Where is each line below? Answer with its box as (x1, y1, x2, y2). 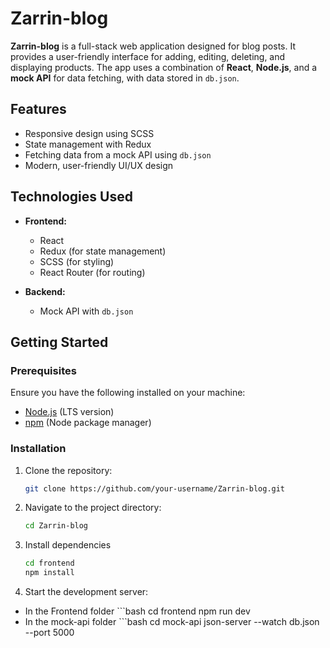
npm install (24, 568, 75, 578)
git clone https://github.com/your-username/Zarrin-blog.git (24, 483, 286, 494)
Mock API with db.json (39, 305, 134, 317)
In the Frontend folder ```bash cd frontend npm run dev (24, 605, 251, 617)
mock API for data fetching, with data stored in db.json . (10, 72, 240, 84)
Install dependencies (24, 539, 112, 551)
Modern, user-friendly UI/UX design (24, 159, 174, 171)
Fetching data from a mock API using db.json (24, 148, 212, 161)
